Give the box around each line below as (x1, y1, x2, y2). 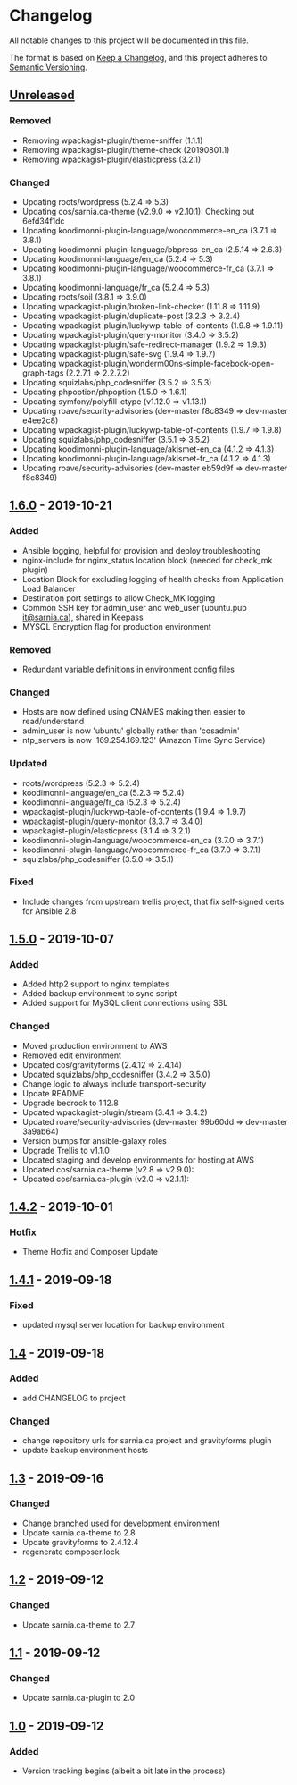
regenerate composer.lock (21, 1546, 120, 1557)
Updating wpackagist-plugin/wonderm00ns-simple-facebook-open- (21, 358, 275, 368)
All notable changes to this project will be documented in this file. (9, 35, 250, 46)
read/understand (21, 716, 85, 727)
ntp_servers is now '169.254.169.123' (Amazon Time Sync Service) (21, 735, 266, 746)
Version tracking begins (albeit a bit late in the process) (21, 1765, 226, 1776)
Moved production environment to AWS (21, 1040, 168, 1051)
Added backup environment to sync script (21, 988, 177, 999)
